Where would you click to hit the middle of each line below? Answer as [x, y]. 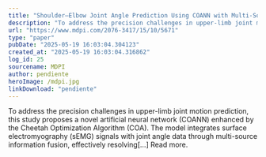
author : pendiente [38, 74]
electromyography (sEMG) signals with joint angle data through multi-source [133, 136]
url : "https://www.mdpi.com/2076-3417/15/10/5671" [93, 30]
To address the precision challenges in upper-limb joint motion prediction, [129, 111]
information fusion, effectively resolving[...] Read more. [98, 145]
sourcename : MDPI [37, 67]
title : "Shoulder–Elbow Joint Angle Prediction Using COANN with [118, 15]
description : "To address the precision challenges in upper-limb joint [131, 23]
